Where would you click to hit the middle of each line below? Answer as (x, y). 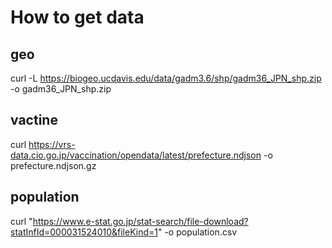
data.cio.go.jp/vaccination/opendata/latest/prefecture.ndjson (136, 155)
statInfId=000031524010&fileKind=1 (84, 232)
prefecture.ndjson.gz (53, 165)
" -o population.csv (197, 232)
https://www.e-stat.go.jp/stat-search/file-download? (140, 221)
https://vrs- (52, 144)
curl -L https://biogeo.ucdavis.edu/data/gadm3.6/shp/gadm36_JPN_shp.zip (166, 78)
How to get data (77, 17)
